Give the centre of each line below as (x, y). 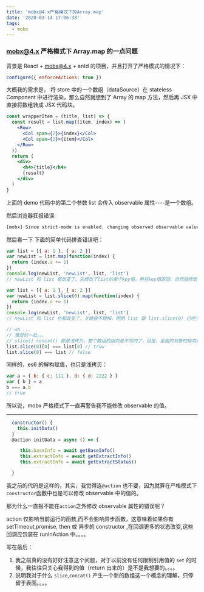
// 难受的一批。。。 (26, 335)
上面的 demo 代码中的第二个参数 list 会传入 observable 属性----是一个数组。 (102, 202)
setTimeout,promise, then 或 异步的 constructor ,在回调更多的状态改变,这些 (100, 526)
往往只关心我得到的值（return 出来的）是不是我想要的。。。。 (105, 568)
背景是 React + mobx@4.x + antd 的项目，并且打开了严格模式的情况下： (96, 66)
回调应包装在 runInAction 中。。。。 (48, 534)
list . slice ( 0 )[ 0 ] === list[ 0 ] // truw (55, 347)
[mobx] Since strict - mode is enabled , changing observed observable (95, 227)
